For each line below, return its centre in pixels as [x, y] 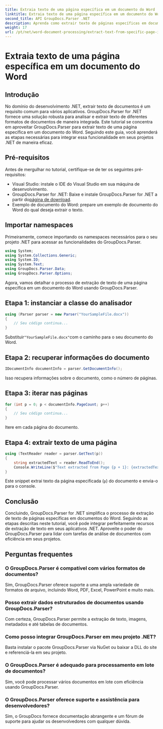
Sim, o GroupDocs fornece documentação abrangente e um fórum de [74, 716]
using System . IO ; [23, 260]
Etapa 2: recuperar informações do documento [77, 357]
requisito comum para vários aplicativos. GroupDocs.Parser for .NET [73, 111]
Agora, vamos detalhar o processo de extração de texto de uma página [76, 283]
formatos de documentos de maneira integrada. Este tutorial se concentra [79, 122]
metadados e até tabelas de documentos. [47, 624]
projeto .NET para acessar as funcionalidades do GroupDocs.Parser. [73, 242]
